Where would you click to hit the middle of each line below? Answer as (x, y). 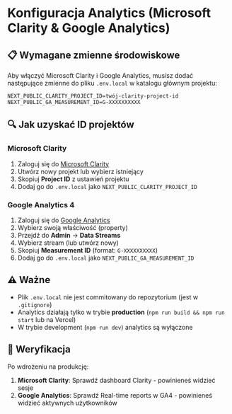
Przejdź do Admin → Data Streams (69, 235)
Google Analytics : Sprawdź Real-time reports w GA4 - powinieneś (115, 395)
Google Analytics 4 (41, 205)
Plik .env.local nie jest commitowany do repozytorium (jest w (108, 297)
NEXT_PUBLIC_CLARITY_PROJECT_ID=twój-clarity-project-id (93, 96)
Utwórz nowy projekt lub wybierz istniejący (80, 171)
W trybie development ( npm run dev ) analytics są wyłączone (105, 327)
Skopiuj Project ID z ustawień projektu (73, 179)
